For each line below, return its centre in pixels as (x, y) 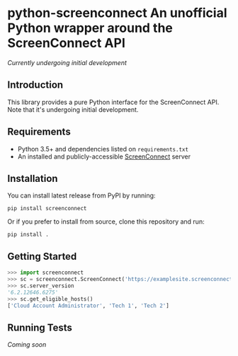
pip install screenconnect (47, 209)
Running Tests (40, 327)
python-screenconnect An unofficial (118, 13)
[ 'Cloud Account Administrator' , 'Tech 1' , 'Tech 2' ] (89, 306)
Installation (33, 178)
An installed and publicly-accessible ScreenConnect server (104, 156)
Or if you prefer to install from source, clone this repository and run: (106, 222)
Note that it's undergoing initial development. (73, 109)
